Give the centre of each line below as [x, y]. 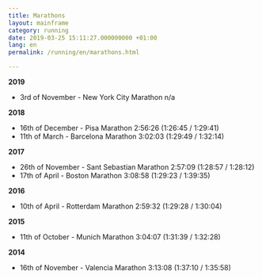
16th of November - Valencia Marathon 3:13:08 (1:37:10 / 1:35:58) [125, 268]
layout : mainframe [38, 23]
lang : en [23, 45]
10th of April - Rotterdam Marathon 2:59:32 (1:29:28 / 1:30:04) [121, 206]
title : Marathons [37, 15]
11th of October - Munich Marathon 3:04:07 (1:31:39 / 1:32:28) [120, 237]
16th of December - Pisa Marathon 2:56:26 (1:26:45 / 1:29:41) [119, 128]
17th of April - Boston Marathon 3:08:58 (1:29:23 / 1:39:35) [115, 176]
